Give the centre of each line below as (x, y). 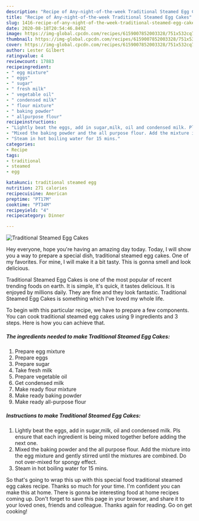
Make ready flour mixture (46, 389)
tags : (13, 155)
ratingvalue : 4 (25, 56)
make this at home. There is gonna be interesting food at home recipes (92, 492)
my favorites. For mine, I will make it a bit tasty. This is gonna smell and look (99, 262)
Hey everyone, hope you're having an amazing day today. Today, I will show (99, 250)
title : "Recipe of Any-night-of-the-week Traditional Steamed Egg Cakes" (99, 17)
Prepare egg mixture (40, 352)
